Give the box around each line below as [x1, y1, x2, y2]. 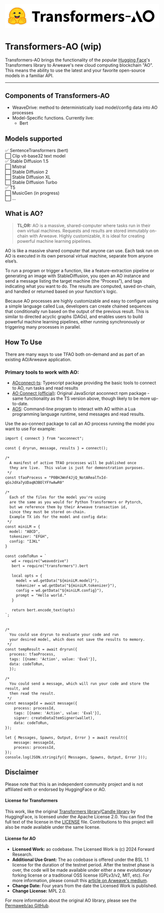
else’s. [5, 258, 18, 264]
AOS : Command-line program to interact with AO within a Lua [12, 406, 136, 412]
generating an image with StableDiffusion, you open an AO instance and [5, 273, 150, 279]
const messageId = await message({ [5, 701, 78, 705]
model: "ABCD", [9, 529, 41, 534]
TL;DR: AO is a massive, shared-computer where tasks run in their [17, 222, 151, 228]
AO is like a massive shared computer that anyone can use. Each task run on [5, 247, 159, 254]
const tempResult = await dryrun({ [5, 647, 78, 652]
